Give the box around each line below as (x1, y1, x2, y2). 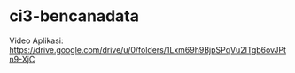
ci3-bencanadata (9, 6, 140, 26)
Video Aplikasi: (9, 35, 64, 46)
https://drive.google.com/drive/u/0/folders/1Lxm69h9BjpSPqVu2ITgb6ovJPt (9, 44, 286, 55)
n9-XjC (9, 54, 35, 64)
